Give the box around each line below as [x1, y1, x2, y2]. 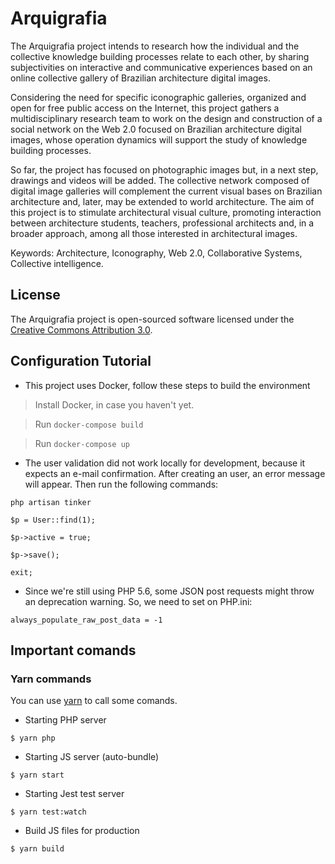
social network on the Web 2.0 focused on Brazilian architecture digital [10, 123, 302, 135]
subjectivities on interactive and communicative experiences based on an [10, 61, 313, 73]
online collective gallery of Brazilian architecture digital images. [10, 72, 271, 84]
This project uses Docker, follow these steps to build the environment [24, 379, 311, 391]
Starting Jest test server [24, 788, 125, 800]
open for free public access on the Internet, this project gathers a [10, 102, 280, 114]
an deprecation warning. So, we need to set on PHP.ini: [24, 595, 253, 607]
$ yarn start [10, 770, 65, 781]
